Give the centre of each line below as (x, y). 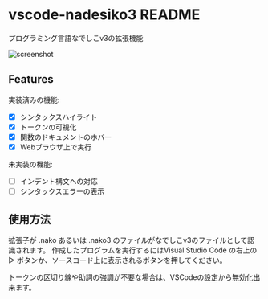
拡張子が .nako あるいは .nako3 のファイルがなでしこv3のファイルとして (128, 240)
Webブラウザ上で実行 (56, 147)
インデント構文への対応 (59, 181)
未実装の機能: (31, 164)
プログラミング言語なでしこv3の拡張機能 (76, 38)
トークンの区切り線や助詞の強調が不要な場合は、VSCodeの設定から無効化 (131, 277)
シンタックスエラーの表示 (62, 191)
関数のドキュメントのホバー (66, 137)
